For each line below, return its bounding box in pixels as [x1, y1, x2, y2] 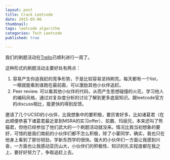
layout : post [5, 7, 33, 13]
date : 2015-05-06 [5, 17, 42, 22]
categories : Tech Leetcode [5, 31, 62, 36]
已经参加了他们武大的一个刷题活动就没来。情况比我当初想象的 [27, 124, 156, 130]
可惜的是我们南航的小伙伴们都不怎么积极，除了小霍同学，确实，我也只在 [14, 130, 165, 136]
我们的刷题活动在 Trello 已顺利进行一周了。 [5, 54, 93, 60]
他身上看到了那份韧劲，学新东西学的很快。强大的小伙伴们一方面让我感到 [5, 136, 156, 142]
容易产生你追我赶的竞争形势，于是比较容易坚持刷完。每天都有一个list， [12, 75, 161, 82]
